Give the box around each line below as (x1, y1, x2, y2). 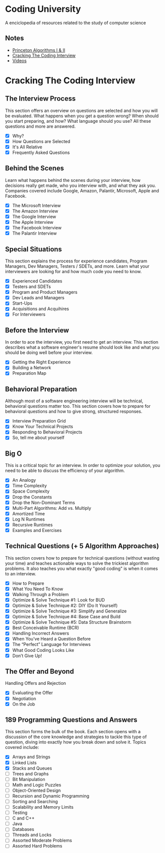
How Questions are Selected (12, 138, 70, 144)
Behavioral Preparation (5, 385, 77, 393)
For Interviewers (12, 312, 46, 318)
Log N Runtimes (12, 516, 45, 522)
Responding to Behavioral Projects (12, 429, 83, 435)
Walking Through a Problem (12, 591, 69, 597)
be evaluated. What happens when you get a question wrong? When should (5, 112, 159, 119)
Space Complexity (12, 488, 50, 494)
